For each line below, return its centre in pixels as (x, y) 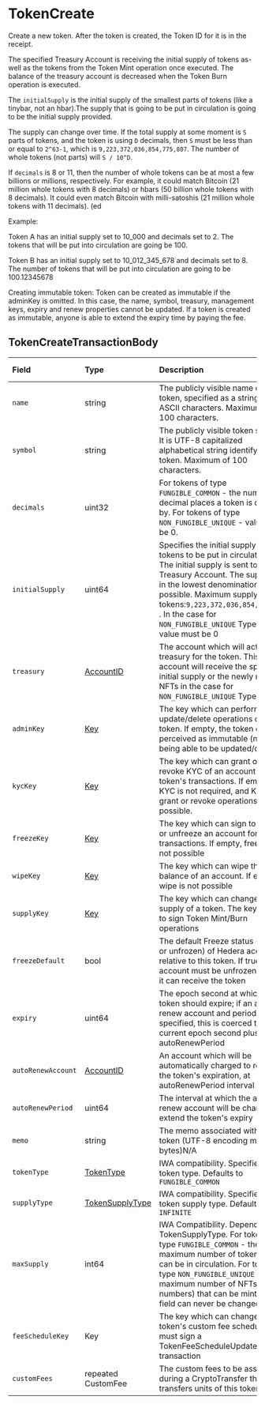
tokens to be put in (194, 555)
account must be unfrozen (208, 970)
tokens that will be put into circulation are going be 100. (98, 245)
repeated (101, 1373)
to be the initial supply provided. (60, 116)
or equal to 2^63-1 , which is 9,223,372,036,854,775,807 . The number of (124, 149)
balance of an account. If (205, 875)
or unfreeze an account (202, 833)
